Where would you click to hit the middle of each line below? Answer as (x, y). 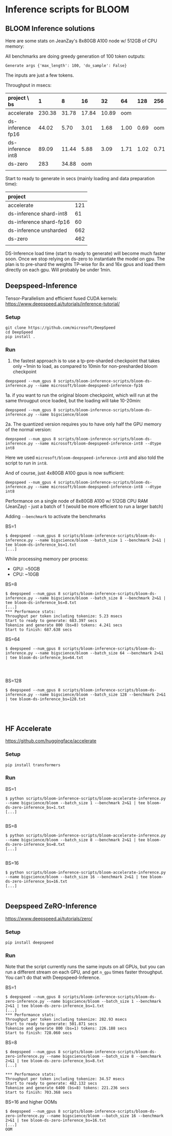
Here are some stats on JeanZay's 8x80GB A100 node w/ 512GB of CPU (81, 41)
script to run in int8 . (27, 463)
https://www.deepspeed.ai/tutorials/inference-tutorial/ (63, 304)
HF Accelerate (29, 728)
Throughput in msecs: (29, 85)
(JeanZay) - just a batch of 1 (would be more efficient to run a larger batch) (84, 507)
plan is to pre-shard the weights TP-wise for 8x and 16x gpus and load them (85, 264)
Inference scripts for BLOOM (67, 10)
